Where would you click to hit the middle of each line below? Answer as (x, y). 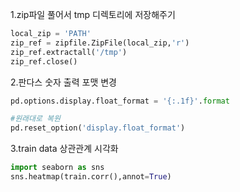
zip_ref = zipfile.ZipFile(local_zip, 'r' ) (100, 43)
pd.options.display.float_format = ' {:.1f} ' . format (120, 101)
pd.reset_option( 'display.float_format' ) (98, 128)
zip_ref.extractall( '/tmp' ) (69, 52)
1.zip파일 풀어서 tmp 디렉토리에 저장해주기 (93, 14)
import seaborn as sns (57, 168)
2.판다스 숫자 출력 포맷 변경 (64, 82)
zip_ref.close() (44, 61)
